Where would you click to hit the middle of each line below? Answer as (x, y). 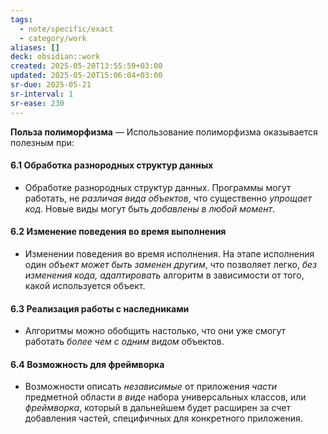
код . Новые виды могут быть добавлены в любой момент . (150, 208)
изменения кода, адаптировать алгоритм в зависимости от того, (164, 275)
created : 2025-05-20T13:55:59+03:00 (86, 66)
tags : (21, 19)
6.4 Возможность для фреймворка (87, 364)
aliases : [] (35, 47)
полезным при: (42, 142)
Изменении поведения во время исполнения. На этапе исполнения (169, 253)
